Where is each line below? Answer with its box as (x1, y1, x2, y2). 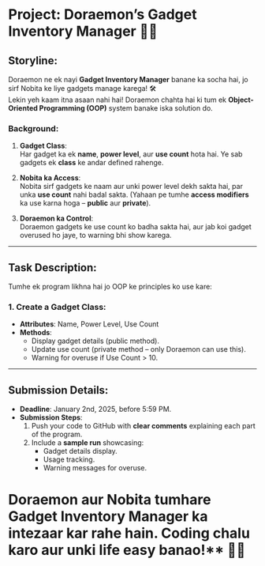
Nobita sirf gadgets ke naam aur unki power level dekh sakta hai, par (19, 182, 243, 191)
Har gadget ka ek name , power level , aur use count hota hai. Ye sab (19, 149, 243, 159)
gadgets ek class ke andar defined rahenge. (19, 158, 164, 168)
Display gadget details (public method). (31, 336, 160, 345)
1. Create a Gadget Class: (8, 302, 106, 313)
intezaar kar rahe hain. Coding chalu (8, 524, 251, 542)
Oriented (8, 104, 38, 112)
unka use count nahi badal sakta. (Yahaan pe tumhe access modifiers (19, 190, 250, 199)
